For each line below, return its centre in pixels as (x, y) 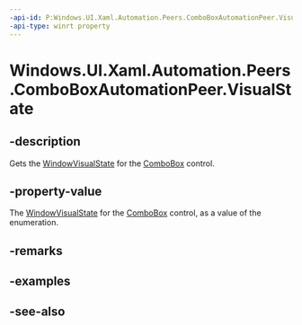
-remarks (36, 251)
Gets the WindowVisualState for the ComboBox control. (112, 163)
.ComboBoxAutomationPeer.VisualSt (151, 89)
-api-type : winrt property (60, 26)
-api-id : (26, 18)
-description (45, 141)
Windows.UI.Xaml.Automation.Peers (150, 70)
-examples (40, 281)
